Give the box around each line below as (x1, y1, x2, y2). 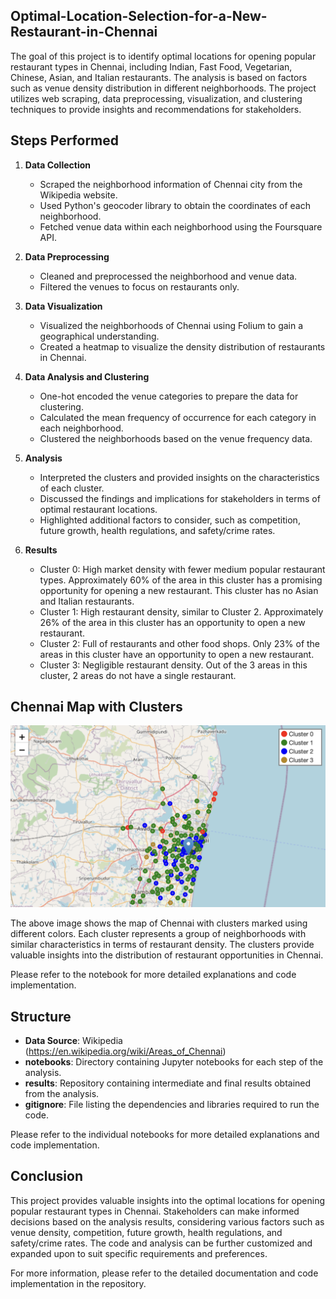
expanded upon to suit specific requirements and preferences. (10, 1247, 268, 1259)
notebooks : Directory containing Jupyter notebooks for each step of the (24, 1055, 324, 1068)
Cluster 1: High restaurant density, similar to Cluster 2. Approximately (39, 605, 324, 618)
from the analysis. (24, 1087, 100, 1099)
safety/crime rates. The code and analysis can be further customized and (10, 1237, 313, 1249)
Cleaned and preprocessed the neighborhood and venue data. (39, 270, 298, 282)
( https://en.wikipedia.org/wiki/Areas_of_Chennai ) (24, 1045, 227, 1057)
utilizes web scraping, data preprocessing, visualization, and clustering (10, 92, 303, 104)
